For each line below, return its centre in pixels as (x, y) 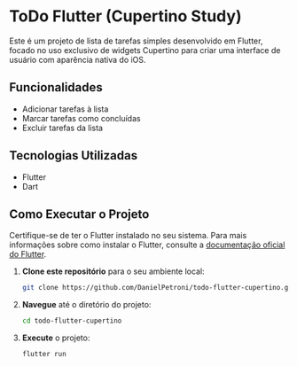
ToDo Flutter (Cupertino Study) (125, 16)
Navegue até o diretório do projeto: (86, 305)
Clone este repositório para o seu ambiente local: (113, 271)
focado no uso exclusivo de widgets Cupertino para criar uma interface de (145, 50)
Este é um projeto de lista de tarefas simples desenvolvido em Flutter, (136, 41)
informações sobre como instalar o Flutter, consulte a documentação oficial (147, 245)
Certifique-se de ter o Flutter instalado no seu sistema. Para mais (128, 236)
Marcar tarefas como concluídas (81, 118)
